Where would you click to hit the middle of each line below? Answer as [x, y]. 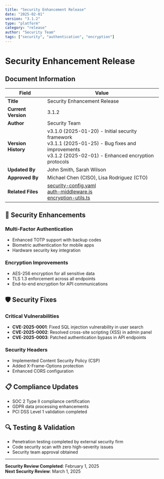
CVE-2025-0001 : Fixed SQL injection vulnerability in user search [78, 327]
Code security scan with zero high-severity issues [63, 447]
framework [60, 137]
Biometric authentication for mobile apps [53, 245]
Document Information [40, 79]
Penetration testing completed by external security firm [68, 442]
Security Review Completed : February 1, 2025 [52, 466]
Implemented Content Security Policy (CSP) [56, 361]
